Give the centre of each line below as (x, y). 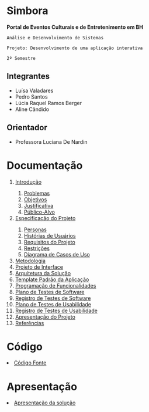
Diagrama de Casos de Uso (57, 254)
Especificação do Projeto (45, 218)
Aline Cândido (32, 109)
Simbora (27, 11)
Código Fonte (30, 363)
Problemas (37, 193)
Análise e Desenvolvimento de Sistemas (55, 38)
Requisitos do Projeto (49, 242)
